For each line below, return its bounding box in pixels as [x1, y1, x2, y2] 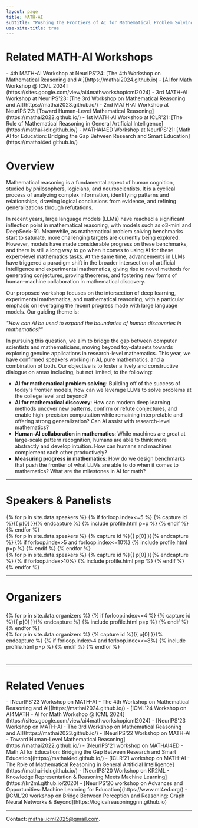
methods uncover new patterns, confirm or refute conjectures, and [14, 405, 177, 413]
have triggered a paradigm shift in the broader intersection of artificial [6, 259, 176, 266]
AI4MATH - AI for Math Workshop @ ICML [6, 711, 109, 718]
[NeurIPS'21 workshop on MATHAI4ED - [86, 742, 184, 749]
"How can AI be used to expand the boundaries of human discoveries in [6, 319, 181, 327]
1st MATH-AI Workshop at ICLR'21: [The [86, 114, 183, 121]
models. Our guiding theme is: [6, 308, 80, 315]
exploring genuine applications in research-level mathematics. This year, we [6, 350, 191, 357]
